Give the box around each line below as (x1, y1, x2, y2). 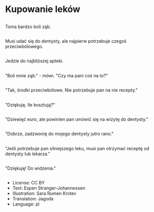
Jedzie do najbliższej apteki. (5, 58, 64, 64)
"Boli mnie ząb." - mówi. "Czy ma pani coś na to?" (5, 72, 108, 78)
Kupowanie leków (5, 4, 80, 15)
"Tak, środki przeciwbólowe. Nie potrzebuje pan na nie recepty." (5, 87, 138, 93)
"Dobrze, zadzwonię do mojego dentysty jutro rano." (5, 131, 114, 137)
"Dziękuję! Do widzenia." (5, 165, 56, 171)
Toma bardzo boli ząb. (5, 24, 51, 30)
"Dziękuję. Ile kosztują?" (5, 101, 55, 108)
